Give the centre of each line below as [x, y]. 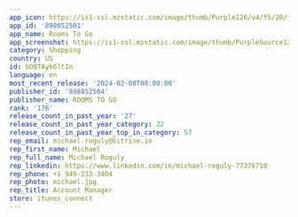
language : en [33, 75]
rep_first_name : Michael [55, 149]
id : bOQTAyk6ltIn [41, 67]
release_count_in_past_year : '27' [73, 116]
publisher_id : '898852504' [59, 91]
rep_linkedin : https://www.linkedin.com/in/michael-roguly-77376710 [138, 166]
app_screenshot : [39, 42]
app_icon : [27, 17]
